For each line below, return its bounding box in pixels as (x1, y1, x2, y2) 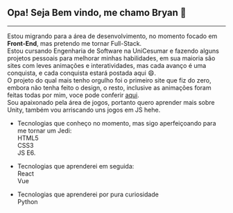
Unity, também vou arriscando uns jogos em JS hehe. (7, 105, 161, 114)
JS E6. (17, 148, 36, 157)
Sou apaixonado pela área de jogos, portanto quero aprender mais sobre (7, 98, 215, 106)
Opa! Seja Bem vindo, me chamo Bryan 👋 (7, 7, 187, 19)
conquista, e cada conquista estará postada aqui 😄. (7, 69, 157, 77)
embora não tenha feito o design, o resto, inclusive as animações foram (7, 83, 212, 92)
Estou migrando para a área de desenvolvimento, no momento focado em (7, 32, 218, 40)
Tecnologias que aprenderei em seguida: (17, 162, 135, 170)
